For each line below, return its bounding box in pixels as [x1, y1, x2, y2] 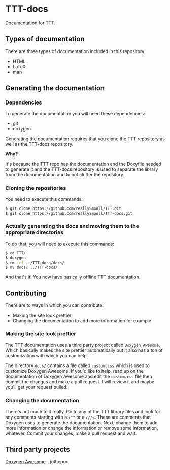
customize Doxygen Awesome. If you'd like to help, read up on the [5, 368, 144, 374]
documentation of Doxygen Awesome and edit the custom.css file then [5, 373, 152, 380]
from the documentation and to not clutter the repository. [5, 172, 124, 178]
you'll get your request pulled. [5, 384, 68, 390]
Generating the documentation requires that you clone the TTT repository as [5, 136, 165, 142]
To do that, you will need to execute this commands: [5, 241, 114, 247]
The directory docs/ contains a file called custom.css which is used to [5, 362, 150, 369]
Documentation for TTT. [5, 20, 56, 26]
